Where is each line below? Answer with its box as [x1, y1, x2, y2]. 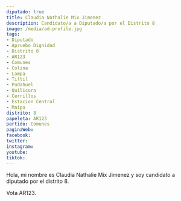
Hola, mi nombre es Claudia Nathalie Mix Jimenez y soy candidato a [6, 171, 176, 179]
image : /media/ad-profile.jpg [6, 25, 83, 32]
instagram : [6, 143, 34, 150]
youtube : [6, 149, 28, 155]
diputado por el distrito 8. [6, 177, 69, 185]
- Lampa [6, 71, 26, 77]
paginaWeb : [6, 127, 34, 133]
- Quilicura [6, 88, 36, 94]
